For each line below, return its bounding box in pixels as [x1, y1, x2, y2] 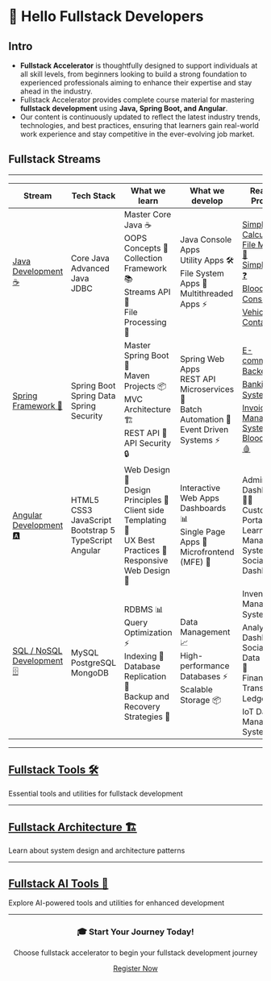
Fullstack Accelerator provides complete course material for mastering [19, 95, 255, 104]
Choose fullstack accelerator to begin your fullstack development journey [13, 947, 258, 958]
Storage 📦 [180, 695, 222, 706]
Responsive [123, 555, 169, 566]
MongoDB [70, 667, 109, 678]
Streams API [123, 286, 171, 297]
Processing [123, 316, 167, 327]
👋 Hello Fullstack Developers [8, 7, 204, 26]
